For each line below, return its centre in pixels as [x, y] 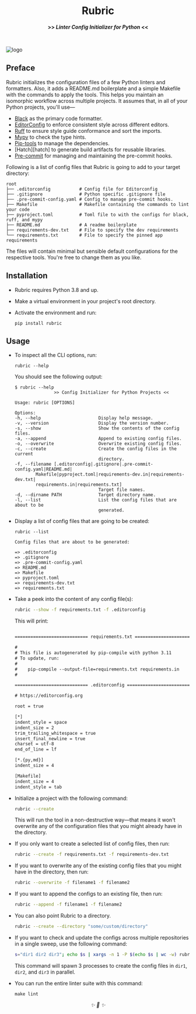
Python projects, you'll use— [41, 107]
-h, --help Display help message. [84, 418]
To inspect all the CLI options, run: [56, 355]
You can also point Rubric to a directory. [63, 916]
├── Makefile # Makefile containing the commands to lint [98, 204]
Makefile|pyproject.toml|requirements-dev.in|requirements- [110, 475]
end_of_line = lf [36, 750]
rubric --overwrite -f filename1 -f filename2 [72, 883]
